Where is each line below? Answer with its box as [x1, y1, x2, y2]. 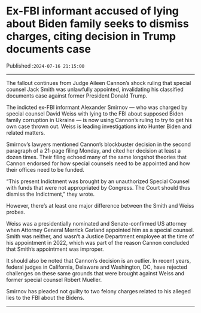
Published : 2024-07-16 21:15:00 [6, 62, 85, 69]
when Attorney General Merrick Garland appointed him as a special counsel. [6, 226, 194, 233]
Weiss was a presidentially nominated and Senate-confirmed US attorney [6, 220, 187, 227]
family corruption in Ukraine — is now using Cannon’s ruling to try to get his [6, 116, 193, 123]
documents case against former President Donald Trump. [6, 92, 148, 99]
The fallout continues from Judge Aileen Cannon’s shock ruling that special [6, 79, 191, 86]
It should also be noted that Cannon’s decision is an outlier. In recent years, [6, 257, 191, 264]
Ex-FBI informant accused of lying [6, 4, 179, 18]
